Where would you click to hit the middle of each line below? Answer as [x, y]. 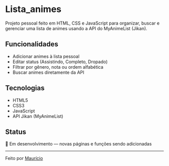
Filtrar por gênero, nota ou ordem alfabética [58, 67]
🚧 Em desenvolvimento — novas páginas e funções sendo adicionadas [78, 144]
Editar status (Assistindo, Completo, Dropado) [60, 62]
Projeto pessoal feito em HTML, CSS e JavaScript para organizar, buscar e [82, 23]
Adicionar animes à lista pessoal [46, 56]
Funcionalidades [32, 44]
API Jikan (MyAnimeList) [38, 116]
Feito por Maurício [24, 158]
